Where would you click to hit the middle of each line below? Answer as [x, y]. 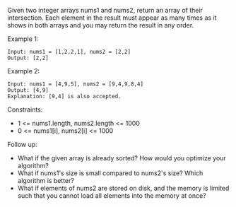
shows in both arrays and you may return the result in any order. [101, 25]
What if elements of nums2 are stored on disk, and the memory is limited [123, 188]
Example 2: [24, 71]
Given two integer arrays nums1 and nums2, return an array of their [105, 10]
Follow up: [22, 144]
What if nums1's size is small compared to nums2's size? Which [110, 173]
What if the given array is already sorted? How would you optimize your [122, 158]
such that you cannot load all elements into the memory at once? [112, 196]
